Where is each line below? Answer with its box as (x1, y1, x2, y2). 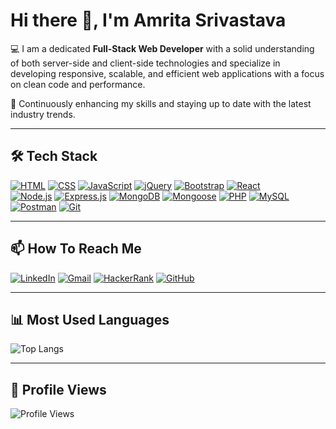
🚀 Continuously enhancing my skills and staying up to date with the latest (10, 97, 312, 109)
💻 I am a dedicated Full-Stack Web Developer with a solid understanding (10, 42, 315, 54)
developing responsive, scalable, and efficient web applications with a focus (10, 67, 325, 79)
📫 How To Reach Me (10, 240, 142, 258)
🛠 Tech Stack (10, 148, 98, 165)
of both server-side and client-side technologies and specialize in (10, 57, 281, 69)
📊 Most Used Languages (10, 311, 170, 328)
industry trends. (10, 108, 76, 120)
